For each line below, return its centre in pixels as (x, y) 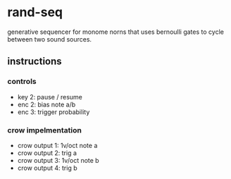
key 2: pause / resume (50, 97)
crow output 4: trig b (47, 168)
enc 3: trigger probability (54, 112)
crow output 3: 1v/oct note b (58, 160)
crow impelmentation (45, 130)
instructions (35, 62)
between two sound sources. (50, 39)
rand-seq (35, 12)
